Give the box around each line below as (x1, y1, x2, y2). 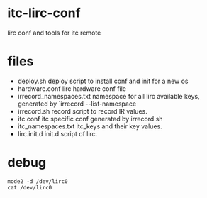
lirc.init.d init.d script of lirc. (17, 129, 98, 138)
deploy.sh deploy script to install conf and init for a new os (17, 77, 189, 85)
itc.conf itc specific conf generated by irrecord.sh (17, 114, 163, 123)
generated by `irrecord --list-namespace (17, 99, 137, 108)
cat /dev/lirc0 (7, 184, 52, 191)
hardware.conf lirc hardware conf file (17, 84, 126, 93)
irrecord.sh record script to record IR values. (17, 106, 147, 115)
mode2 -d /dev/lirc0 (7, 177, 69, 185)
